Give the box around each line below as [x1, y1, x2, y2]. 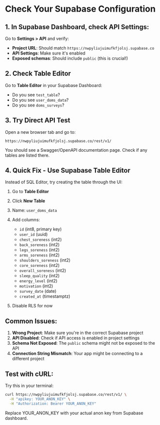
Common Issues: [5, 317, 57, 325]
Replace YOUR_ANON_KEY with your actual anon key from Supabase [5, 410, 144, 416]
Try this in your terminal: [5, 383, 54, 389]
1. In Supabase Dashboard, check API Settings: [5, 23, 149, 31]
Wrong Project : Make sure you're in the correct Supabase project [12, 330, 144, 336]
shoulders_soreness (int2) [19, 257, 71, 263]
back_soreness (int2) [19, 242, 60, 248]
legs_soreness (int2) [19, 247, 60, 253]
